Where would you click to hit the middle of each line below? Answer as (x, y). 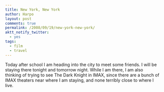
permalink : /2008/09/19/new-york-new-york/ (50, 28)
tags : (11, 42)
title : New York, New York (33, 10)
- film (16, 46)
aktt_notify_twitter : (27, 32)
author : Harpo (20, 14)
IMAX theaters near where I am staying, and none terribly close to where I (80, 80)
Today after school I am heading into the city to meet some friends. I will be (81, 65)
